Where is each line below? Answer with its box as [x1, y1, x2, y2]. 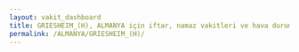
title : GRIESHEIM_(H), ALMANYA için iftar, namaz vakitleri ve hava [9, 21, 269, 30]
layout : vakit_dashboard [9, 12, 101, 22]
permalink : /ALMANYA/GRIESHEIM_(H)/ [9, 29, 145, 38]
